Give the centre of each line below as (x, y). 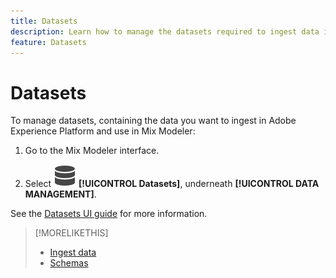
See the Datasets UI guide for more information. (109, 214)
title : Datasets (44, 21)
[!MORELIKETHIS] (71, 233)
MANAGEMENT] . (60, 194)
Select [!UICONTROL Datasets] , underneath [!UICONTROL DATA (172, 184)
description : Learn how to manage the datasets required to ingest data (165, 31)
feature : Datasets (48, 42)
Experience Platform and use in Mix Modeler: (103, 131)
